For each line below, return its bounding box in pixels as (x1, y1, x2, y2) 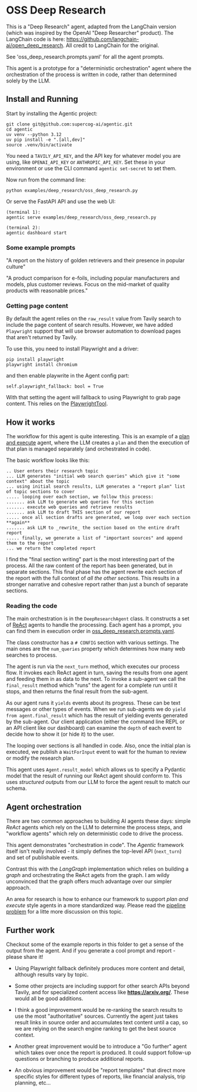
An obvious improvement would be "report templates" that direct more (14, 1067, 186, 1074)
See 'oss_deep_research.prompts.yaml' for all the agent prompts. (6, 53, 165, 60)
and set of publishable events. (6, 854, 79, 861)
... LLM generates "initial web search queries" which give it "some (6, 474, 181, 479)
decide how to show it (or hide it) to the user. (6, 731, 115, 738)
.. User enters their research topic (6, 468, 99, 474)
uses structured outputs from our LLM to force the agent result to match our (6, 779, 191, 786)
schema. (6, 785, 27, 792)
